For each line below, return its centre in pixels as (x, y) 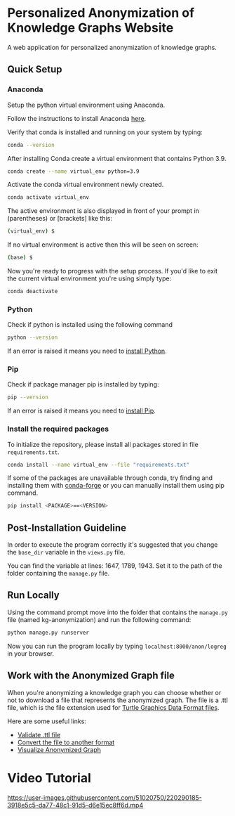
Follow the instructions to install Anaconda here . (77, 118)
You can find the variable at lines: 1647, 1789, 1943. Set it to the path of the (115, 566)
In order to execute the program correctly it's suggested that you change (113, 545)
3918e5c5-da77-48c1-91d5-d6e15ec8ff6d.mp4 (75, 805)
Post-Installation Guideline (67, 527)
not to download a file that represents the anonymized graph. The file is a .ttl (117, 700)
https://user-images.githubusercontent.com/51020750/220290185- (105, 797)
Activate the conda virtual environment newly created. (86, 185)
